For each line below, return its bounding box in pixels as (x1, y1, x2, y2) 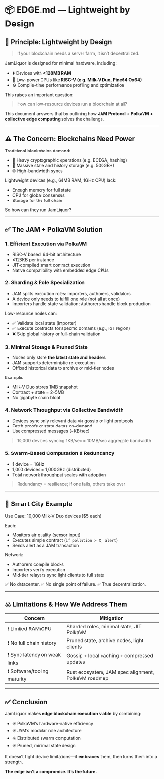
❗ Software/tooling (7, 668, 49, 675)
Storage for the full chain (12, 197, 62, 203)
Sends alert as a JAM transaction (12, 542, 79, 548)
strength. (5, 759, 23, 765)
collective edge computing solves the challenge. (5, 116, 104, 122)
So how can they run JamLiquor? (5, 207, 72, 213)
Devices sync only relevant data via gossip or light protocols (12, 418, 134, 424)
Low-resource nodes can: (5, 310, 57, 316)
